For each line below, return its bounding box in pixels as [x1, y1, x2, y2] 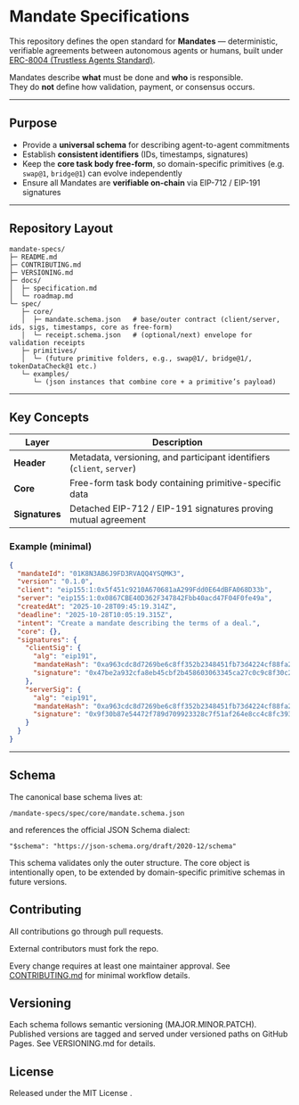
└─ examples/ [20, 369, 69, 378]
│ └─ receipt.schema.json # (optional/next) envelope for [20, 330, 253, 340]
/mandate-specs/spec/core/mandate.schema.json [9, 809, 185, 818]
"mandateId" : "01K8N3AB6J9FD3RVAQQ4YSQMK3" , [17, 569, 185, 578]
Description [152, 436, 203, 449]
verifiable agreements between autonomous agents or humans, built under [9, 45, 283, 55]
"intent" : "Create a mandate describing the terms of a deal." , [17, 618, 261, 628]
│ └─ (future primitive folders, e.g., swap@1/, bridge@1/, [20, 354, 253, 363]
